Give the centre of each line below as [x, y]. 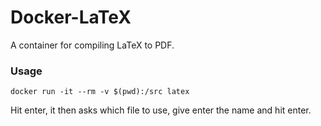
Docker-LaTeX [71, 17]
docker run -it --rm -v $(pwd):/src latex [100, 92]
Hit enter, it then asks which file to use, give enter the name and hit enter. [161, 110]
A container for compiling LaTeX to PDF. [92, 45]
